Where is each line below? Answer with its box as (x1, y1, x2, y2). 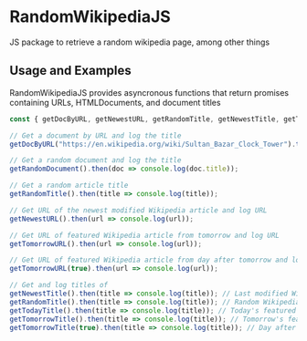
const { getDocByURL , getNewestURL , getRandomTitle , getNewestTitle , (9, 114, 281, 124)
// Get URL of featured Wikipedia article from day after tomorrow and (9, 255, 288, 265)
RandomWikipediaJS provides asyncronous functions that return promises (9, 87, 290, 98)
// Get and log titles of (9, 281, 108, 290)
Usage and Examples (9, 63, 132, 78)
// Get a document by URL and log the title (9, 130, 182, 140)
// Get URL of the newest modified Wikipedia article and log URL (9, 205, 268, 215)
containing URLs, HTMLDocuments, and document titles (9, 97, 221, 108)
